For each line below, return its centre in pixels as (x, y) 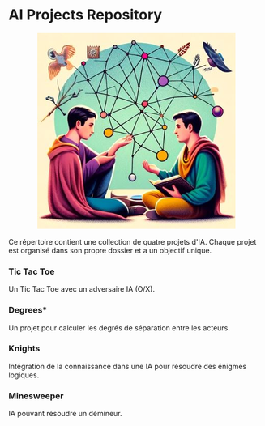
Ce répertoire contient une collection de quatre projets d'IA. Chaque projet (132, 241)
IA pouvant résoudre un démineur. (66, 414)
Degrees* (28, 310)
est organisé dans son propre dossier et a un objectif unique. (110, 250)
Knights (24, 348)
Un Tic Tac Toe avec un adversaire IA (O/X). (82, 289)
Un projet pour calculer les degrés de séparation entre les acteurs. (120, 328)
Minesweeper (36, 396)
